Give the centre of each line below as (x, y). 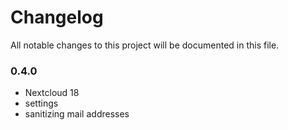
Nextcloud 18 (52, 93)
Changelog (57, 17)
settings (41, 103)
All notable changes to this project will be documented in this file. (145, 45)
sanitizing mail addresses (77, 114)
